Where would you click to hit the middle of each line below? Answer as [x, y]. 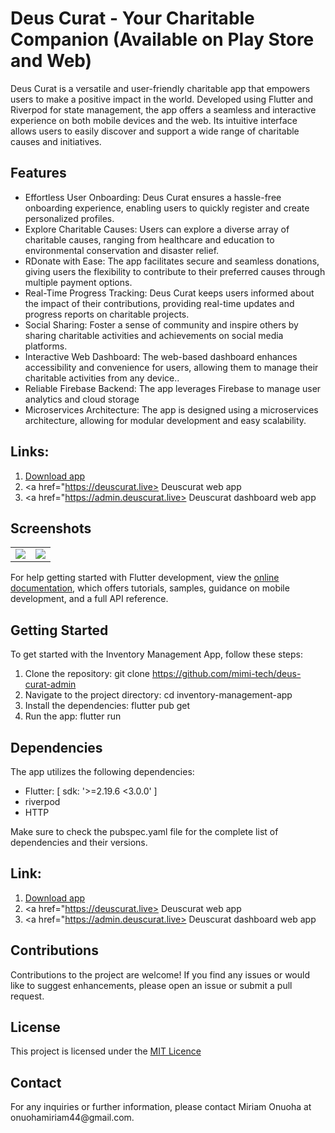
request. [27, 996]
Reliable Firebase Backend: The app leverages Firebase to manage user [173, 388]
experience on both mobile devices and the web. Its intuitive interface [154, 120]
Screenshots [51, 528]
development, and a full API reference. [89, 599]
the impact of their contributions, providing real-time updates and [159, 303]
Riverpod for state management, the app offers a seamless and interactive [163, 109]
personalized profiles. [69, 218]
